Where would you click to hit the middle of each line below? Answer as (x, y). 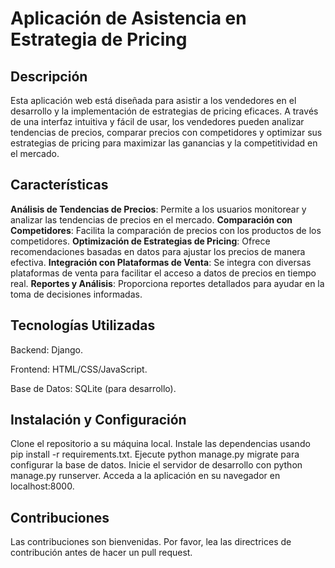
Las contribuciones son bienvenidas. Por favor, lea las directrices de (151, 542)
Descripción (49, 76)
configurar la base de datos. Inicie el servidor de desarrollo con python (156, 465)
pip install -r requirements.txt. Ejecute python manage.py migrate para (155, 454)
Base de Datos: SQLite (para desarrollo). (93, 388)
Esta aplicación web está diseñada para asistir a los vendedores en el (153, 100)
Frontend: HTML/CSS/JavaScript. (79, 369)
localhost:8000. (42, 486)
